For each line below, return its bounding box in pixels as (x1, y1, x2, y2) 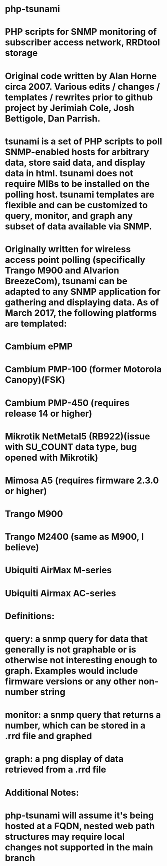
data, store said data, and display (5, 157, 146, 168)
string (40, 686, 66, 698)
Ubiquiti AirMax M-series (5, 565, 112, 576)
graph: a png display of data (5, 753, 124, 765)
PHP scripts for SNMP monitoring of (5, 26, 157, 38)
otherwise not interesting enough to (5, 655, 158, 666)
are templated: (5, 318, 67, 329)
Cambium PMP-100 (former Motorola (5, 364, 162, 375)
